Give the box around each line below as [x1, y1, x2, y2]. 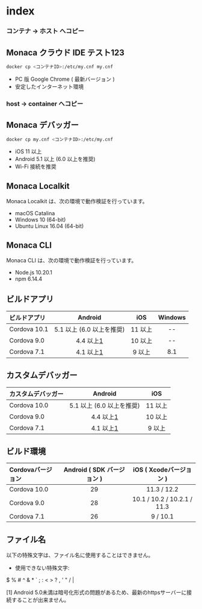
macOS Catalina [14, 210, 55, 217]
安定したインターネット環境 [14, 83, 84, 90]
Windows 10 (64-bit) [14, 216, 66, 224]
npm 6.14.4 [14, 276, 43, 283]
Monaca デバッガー [6, 120, 79, 130]
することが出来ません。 [11, 596, 70, 604]
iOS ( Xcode [133, 465, 168, 474]
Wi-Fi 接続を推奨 [14, 163, 57, 170]
